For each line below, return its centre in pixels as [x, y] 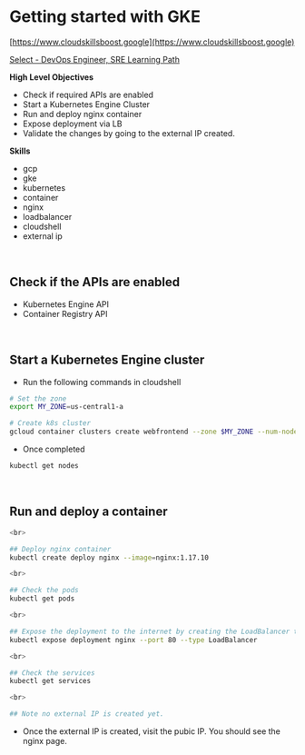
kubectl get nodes [44, 466]
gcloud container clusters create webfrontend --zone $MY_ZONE [132, 432]
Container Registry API [65, 313]
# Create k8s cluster [50, 423]
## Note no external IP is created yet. [87, 714]
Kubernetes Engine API [65, 304]
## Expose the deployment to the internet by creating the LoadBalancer [150, 631]
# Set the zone [38, 398]
